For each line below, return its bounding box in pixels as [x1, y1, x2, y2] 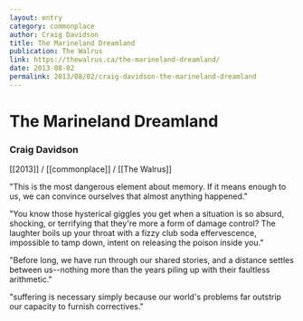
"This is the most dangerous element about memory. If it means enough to [9, 182, 287, 193]
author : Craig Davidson [9, 30, 99, 39]
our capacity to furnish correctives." [9, 301, 145, 312]
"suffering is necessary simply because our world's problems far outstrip [9, 291, 282, 303]
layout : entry [9, 13, 63, 23]
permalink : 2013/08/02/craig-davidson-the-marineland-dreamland [9, 72, 257, 81]
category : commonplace [9, 22, 95, 31]
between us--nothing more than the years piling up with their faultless [9, 264, 270, 276]
